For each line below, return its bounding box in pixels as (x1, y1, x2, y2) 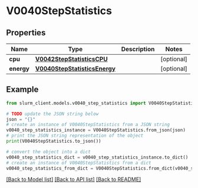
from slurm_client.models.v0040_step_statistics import (6, 100, 146, 106)
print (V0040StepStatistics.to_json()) (6, 138, 101, 144)
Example (6, 84, 39, 95)
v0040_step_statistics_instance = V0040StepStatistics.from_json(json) (6, 127, 186, 133)
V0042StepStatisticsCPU (35, 55, 108, 63)
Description (121, 45, 155, 53)
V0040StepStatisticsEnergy (35, 65, 116, 72)
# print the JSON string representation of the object (6, 133, 144, 139)
